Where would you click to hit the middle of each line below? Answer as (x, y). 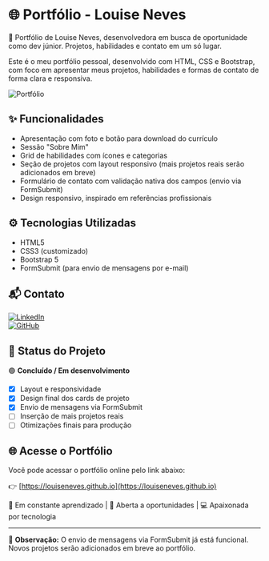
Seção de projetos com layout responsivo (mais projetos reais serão (132, 164)
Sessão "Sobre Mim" (54, 146)
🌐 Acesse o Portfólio (61, 451)
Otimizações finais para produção (76, 425)
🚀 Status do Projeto (57, 351)
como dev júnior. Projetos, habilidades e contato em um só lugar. (115, 46)
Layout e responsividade (60, 389)
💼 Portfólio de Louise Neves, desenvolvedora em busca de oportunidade (128, 37)
